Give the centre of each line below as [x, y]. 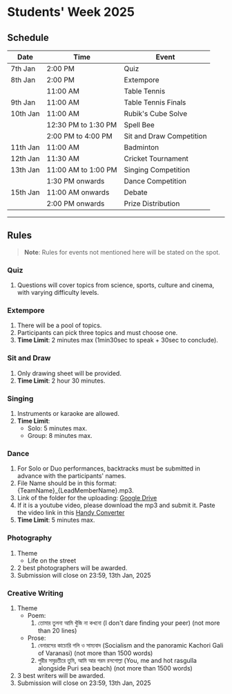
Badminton [142, 147]
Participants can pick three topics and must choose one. [97, 333]
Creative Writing [35, 593]
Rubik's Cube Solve [156, 113]
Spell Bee [139, 125]
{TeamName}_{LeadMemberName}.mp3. [75, 491]
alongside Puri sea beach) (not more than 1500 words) [115, 668]
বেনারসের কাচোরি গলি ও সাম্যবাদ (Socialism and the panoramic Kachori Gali [130, 645]
